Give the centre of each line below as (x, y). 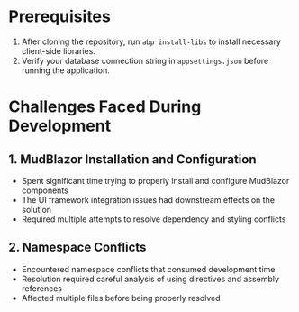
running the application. (65, 70)
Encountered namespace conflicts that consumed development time (148, 269)
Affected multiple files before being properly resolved (121, 298)
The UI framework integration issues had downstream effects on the (148, 199)
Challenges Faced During (105, 107)
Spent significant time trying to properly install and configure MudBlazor (155, 180)
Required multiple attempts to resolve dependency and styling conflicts (154, 219)
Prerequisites (60, 17)
